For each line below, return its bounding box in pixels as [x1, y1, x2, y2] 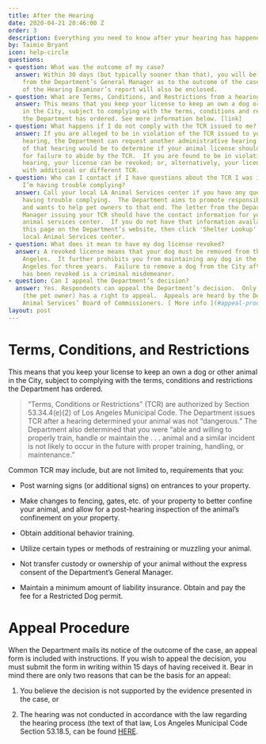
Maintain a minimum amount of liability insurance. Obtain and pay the [19, 582, 246, 592]
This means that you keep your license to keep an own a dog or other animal [8, 366, 258, 377]
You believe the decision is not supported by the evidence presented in [19, 685, 252, 695]
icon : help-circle [8, 48, 69, 56]
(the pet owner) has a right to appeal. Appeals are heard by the [22, 292, 249, 300]
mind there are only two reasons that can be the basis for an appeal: [8, 670, 231, 680]
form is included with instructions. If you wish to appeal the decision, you [8, 654, 247, 663]
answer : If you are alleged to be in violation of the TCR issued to [15, 129, 249, 137]
